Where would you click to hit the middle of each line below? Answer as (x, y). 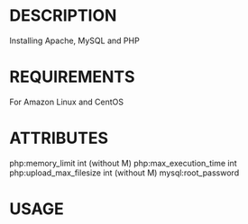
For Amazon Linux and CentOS (67, 102)
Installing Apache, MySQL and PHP (74, 40)
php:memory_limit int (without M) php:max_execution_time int (123, 163)
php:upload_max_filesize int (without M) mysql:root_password (124, 173)
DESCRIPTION (63, 16)
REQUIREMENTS (72, 77)
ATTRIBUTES (59, 138)
